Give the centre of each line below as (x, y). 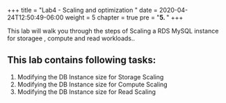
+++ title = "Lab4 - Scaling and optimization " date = (82, 10)
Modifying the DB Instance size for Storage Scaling (90, 77)
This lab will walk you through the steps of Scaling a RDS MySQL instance (113, 31)
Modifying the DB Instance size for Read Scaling (87, 92)
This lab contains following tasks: (82, 60)
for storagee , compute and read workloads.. (71, 38)
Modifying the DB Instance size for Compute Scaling (92, 84)
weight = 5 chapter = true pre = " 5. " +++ (124, 17)
